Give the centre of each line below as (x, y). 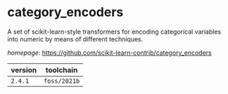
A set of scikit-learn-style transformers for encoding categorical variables (114, 32)
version (24, 69)
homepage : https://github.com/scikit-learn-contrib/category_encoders (110, 53)
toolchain (62, 69)
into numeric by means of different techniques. (75, 39)
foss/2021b (62, 81)
